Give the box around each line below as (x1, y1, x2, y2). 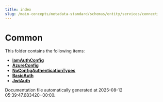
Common (5, 32, 43, 43)
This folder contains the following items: (5, 48, 85, 54)
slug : (5, 12, 16, 16)
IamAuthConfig (12, 57, 44, 63)
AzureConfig (12, 63, 39, 68)
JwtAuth (12, 78, 31, 84)
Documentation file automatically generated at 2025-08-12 (5, 87, 123, 93)
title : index (5, 7, 32, 12)
